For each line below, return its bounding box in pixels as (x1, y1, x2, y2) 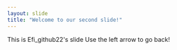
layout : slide (7, 10, 49, 17)
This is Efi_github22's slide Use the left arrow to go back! (7, 35, 170, 43)
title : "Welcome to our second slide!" (7, 16, 123, 23)
